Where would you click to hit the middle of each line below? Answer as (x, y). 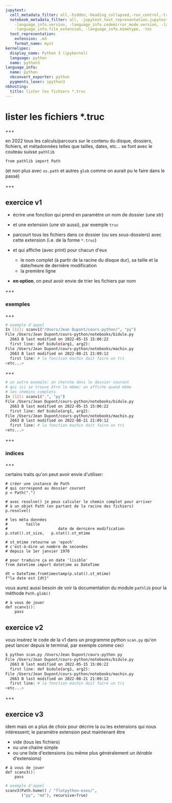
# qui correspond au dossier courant (46, 488)
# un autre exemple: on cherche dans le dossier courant (67, 382)
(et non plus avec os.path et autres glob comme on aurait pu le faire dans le (85, 171)
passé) (13, 176)
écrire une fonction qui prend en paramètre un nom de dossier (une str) (88, 215)
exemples (18, 304)
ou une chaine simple (35, 747)
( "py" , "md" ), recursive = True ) (55, 795)
